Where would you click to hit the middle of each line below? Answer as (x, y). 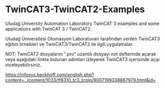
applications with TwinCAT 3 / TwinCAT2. (48, 28)
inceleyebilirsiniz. (23, 65)
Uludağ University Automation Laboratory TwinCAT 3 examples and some (82, 23)
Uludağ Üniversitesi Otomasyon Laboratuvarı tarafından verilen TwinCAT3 (83, 39)
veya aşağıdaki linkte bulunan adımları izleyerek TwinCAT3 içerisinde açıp (82, 59)
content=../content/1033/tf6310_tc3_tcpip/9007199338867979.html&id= (81, 80)
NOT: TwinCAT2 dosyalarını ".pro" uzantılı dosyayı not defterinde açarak (81, 54)
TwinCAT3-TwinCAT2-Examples (75, 9)
